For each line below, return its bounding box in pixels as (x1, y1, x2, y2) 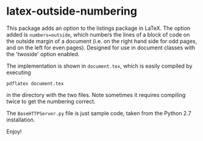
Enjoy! (6, 128, 23, 135)
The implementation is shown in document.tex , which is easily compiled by (6, 62, 193, 70)
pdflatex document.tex (6, 81, 64, 87)
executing (6, 68, 32, 76)
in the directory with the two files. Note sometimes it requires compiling (6, 91, 186, 98)
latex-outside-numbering (6, 4, 137, 18)
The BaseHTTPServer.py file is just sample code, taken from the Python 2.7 (6, 109, 191, 117)
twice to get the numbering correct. (6, 98, 96, 105)
